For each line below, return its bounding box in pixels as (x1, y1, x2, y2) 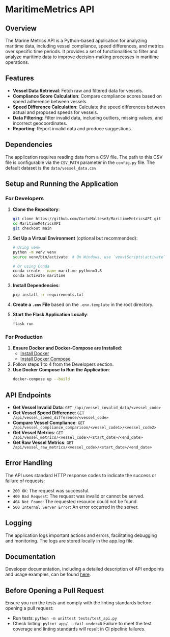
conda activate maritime (12, 273, 66, 278)
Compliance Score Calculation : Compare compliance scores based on (12, 93, 162, 99)
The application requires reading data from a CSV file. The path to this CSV (5, 154, 163, 160)
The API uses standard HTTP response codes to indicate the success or (5, 472, 157, 478)
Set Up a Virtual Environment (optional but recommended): (12, 235, 138, 241)
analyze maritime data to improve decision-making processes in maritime (5, 54, 159, 60)
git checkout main (12, 226, 52, 231)
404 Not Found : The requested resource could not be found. (12, 498, 138, 504)
